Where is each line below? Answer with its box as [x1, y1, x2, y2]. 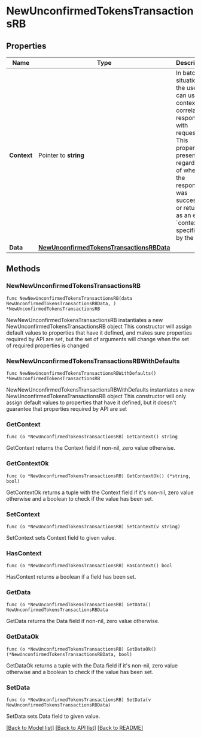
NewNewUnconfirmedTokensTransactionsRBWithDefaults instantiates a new [6, 386, 195, 393]
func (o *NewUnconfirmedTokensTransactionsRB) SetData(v [6, 697, 151, 703]
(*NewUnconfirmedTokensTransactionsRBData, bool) [6, 651, 133, 657]
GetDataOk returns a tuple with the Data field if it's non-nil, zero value [6, 661, 178, 669]
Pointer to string [38, 151, 85, 160]
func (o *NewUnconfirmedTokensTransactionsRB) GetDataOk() [6, 646, 157, 652]
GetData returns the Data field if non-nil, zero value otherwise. [6, 618, 160, 625]
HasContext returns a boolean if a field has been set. [6, 573, 136, 580]
